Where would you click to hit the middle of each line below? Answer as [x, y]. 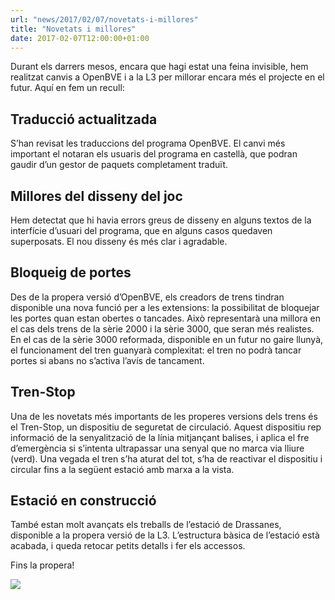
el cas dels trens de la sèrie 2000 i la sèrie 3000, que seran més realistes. [162, 328]
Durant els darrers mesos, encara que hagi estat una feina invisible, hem [159, 67]
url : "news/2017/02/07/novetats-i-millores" [104, 19]
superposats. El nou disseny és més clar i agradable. [119, 241]
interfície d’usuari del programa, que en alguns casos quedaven [141, 230]
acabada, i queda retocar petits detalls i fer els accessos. [128, 546]
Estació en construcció [83, 501]
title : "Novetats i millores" [73, 29]
